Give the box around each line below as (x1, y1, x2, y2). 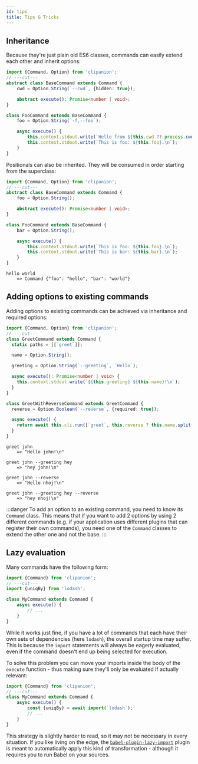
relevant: (6, 671, 28, 679)
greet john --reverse (6, 475, 60, 480)
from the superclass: (6, 167, 57, 174)
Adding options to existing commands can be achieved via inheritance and (6, 307, 187, 314)
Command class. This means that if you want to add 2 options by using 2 (6, 512, 177, 519)
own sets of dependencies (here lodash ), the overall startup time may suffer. (6, 635, 192, 643)
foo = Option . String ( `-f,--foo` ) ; (16, 118, 101, 124)
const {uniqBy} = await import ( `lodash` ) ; (27, 705, 133, 711)
